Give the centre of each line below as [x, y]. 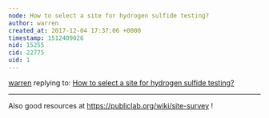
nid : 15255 [26, 45]
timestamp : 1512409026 [46, 38]
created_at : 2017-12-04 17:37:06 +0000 [75, 30]
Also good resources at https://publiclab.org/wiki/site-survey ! [111, 105]
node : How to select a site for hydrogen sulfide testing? [109, 16]
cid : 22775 [26, 53]
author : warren [34, 23]
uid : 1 [19, 61]
